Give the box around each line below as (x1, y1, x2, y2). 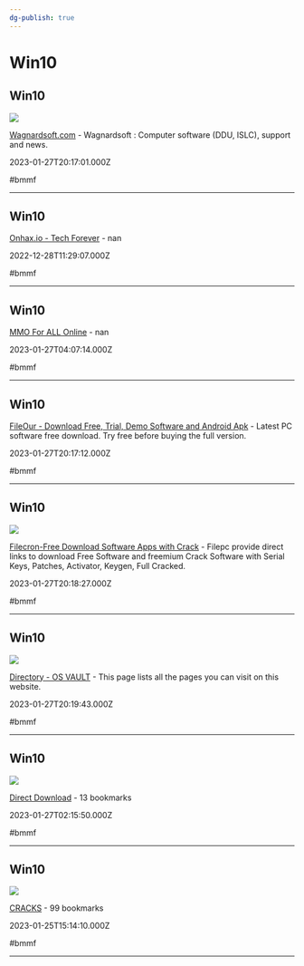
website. (9, 681, 42, 691)
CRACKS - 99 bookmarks (9, 903, 104, 913)
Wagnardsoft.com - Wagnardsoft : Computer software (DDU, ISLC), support (9, 129, 291, 140)
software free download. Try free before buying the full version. (9, 430, 247, 441)
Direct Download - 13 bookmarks (9, 792, 132, 803)
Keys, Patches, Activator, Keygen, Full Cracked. (9, 560, 186, 571)
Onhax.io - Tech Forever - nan (9, 233, 122, 244)
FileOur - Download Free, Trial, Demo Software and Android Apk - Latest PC (9, 420, 292, 431)
